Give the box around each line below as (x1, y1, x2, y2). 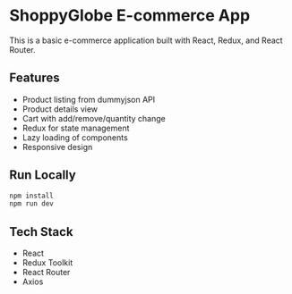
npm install (9, 191, 54, 200)
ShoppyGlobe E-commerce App (9, 5, 251, 26)
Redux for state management (21, 122, 130, 133)
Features (9, 71, 60, 86)
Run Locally (9, 167, 76, 183)
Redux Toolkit (21, 257, 73, 268)
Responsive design (21, 141, 93, 152)
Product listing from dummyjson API (21, 94, 156, 105)
